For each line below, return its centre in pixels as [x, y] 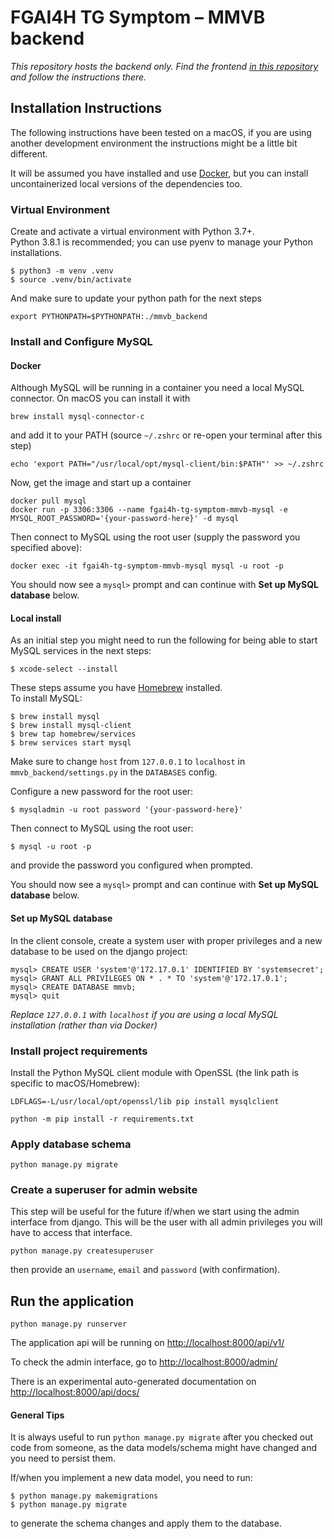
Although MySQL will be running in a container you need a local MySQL [157, 388]
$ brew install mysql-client [71, 726]
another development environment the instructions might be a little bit [154, 143]
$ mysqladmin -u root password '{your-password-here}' [127, 810]
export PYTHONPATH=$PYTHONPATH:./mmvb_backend [109, 317]
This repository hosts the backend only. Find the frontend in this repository [164, 66]
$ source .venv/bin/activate [71, 280]
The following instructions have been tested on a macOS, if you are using [161, 132]
